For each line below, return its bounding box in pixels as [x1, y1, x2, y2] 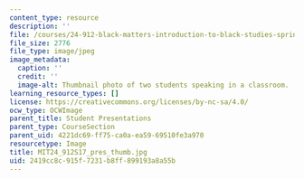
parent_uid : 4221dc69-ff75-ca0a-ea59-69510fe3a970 [9, 131, 204, 140]
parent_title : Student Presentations [9, 114, 152, 123]
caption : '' [17, 64, 63, 73]
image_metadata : [9, 55, 71, 64]
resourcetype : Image [9, 139, 88, 148]
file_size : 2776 [9, 38, 71, 48]
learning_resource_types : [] [9, 89, 119, 98]
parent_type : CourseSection [9, 123, 116, 132]
